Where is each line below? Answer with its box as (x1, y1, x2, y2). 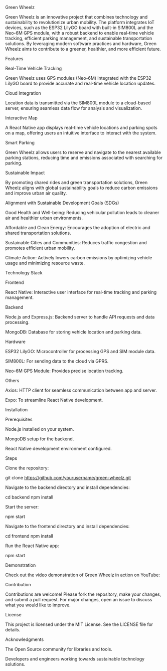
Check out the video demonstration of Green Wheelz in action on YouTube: (5, 572, 160, 578)
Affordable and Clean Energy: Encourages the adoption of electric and (5, 225, 150, 230)
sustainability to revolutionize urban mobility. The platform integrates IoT (5, 20, 154, 25)
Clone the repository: (5, 465, 49, 471)
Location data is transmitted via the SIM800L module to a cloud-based (5, 100, 151, 106)
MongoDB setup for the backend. (5, 436, 74, 442)
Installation (5, 407, 28, 413)
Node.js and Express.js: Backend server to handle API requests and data (5, 314, 155, 320)
